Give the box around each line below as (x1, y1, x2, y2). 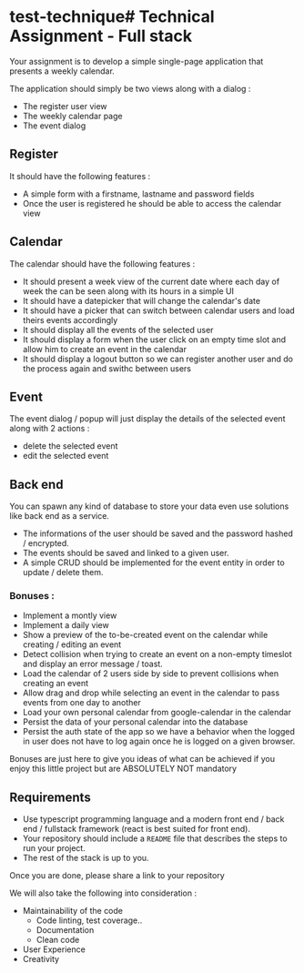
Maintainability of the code (22, 906, 124, 917)
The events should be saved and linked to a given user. (22, 548, 229, 559)
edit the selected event (22, 451, 109, 461)
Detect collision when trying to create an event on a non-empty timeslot (22, 649, 292, 660)
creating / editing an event (22, 639, 122, 650)
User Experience (22, 944, 86, 955)
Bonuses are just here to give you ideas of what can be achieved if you (9, 754, 276, 765)
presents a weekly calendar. (9, 66, 116, 76)
